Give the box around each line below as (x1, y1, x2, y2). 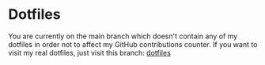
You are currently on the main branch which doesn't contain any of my (8, 31, 238, 41)
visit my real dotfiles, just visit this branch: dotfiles (8, 48, 172, 57)
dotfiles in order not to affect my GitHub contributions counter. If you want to (8, 39, 258, 49)
